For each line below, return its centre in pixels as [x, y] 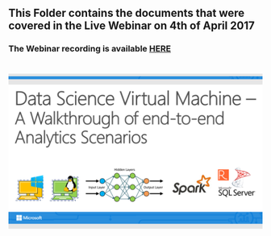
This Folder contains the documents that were [127, 13]
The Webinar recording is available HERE [90, 49]
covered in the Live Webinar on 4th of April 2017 [132, 26]
